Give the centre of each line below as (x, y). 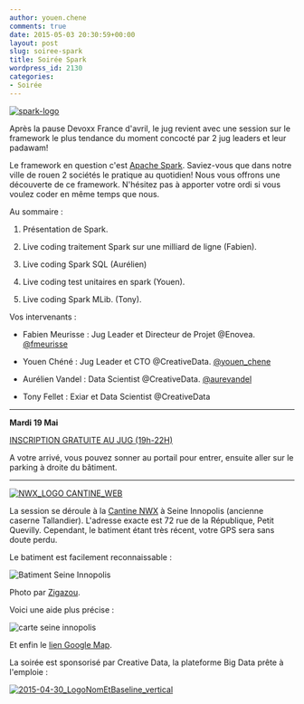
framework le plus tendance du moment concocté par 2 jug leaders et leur (148, 138)
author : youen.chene (48, 18)
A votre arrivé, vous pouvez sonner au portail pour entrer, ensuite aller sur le (152, 457)
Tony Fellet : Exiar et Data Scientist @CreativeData (116, 396)
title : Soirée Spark (48, 60)
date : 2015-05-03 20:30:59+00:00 (72, 34)
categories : (32, 77)
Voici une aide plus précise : (62, 609)
